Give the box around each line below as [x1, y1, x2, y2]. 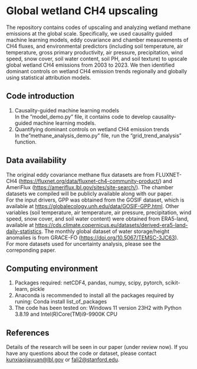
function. [14, 138, 37, 145]
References [6, 328, 50, 338]
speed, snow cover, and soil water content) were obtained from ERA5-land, [6, 215, 189, 222]
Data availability [6, 156, 67, 166]
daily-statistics [6, 228, 42, 235]
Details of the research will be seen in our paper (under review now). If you [6, 344, 188, 351]
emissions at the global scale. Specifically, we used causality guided [6, 30, 173, 37]
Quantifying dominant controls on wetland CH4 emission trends [14, 125, 169, 132]
